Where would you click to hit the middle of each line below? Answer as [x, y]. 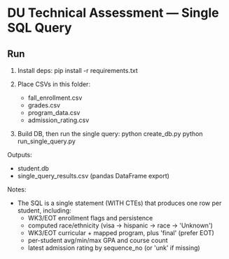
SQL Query [40, 28]
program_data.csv [54, 113]
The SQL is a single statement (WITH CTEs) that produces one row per [119, 203]
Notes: [17, 190]
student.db [33, 168]
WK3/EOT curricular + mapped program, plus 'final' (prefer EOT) [121, 233]
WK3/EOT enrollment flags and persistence [90, 218]
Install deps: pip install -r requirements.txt [77, 71]
